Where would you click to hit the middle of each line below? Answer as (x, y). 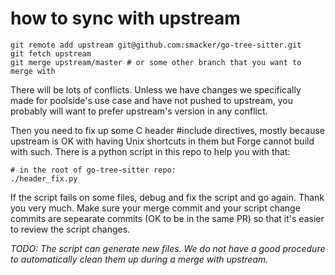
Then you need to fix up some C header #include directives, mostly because (167, 130)
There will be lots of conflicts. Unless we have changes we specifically (156, 89)
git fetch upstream (51, 53)
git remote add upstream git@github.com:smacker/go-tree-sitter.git (156, 45)
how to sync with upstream (125, 18)
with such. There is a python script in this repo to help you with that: (150, 151)
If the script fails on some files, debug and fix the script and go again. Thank (167, 197)
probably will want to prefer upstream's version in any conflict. (139, 111)
